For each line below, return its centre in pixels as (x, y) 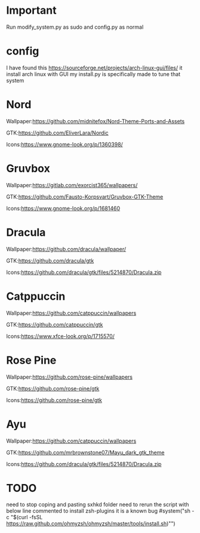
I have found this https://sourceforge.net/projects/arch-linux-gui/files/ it (94, 68)
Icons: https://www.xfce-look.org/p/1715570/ (61, 336)
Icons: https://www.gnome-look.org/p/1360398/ (65, 144)
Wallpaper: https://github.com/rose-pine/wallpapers (70, 377)
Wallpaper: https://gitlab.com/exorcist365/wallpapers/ (72, 185)
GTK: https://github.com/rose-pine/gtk (53, 388)
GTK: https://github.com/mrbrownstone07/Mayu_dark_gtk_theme (85, 452)
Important (31, 10)
